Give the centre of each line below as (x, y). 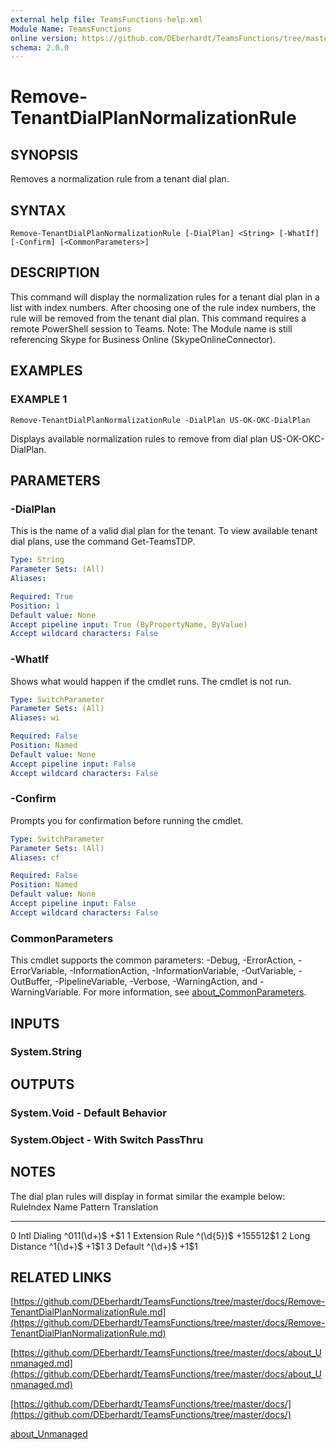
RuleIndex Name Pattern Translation (84, 1207)
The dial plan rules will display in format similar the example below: (148, 1196)
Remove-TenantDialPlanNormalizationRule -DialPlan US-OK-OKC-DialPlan (160, 420)
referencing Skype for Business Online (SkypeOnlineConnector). (143, 339)
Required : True (42, 596)
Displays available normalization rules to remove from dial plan (139, 438)
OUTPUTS (42, 1084)
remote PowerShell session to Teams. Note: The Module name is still (151, 328)
